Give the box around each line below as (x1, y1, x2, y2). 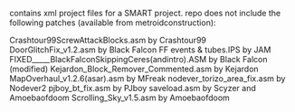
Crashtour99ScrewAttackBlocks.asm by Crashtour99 (9, 35, 206, 45)
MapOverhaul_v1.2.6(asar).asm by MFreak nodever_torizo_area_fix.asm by (9, 73, 286, 84)
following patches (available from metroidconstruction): (9, 17, 216, 28)
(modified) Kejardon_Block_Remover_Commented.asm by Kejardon (9, 63, 260, 74)
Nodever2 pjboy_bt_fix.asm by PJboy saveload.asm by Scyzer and (9, 83, 256, 93)
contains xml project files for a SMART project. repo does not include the (9, 8, 281, 18)
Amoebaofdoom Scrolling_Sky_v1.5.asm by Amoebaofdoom (9, 92, 231, 103)
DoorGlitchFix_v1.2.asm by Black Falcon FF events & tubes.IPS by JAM (9, 44, 271, 55)
